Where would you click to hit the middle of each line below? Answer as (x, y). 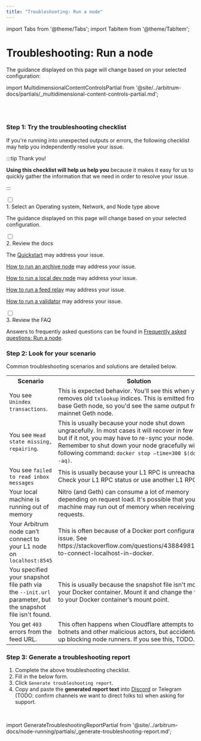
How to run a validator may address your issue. (64, 301)
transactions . (28, 409)
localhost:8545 (31, 561)
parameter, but (30, 600)
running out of (29, 507)
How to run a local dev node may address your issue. (72, 278)
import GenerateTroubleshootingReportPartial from (69, 725)
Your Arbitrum (29, 524)
